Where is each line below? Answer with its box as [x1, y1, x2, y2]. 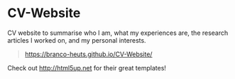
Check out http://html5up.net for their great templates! [7, 63, 167, 72]
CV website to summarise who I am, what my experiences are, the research [7, 28, 229, 37]
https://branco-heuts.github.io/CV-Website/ [24, 50, 153, 58]
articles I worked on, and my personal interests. [7, 36, 147, 44]
